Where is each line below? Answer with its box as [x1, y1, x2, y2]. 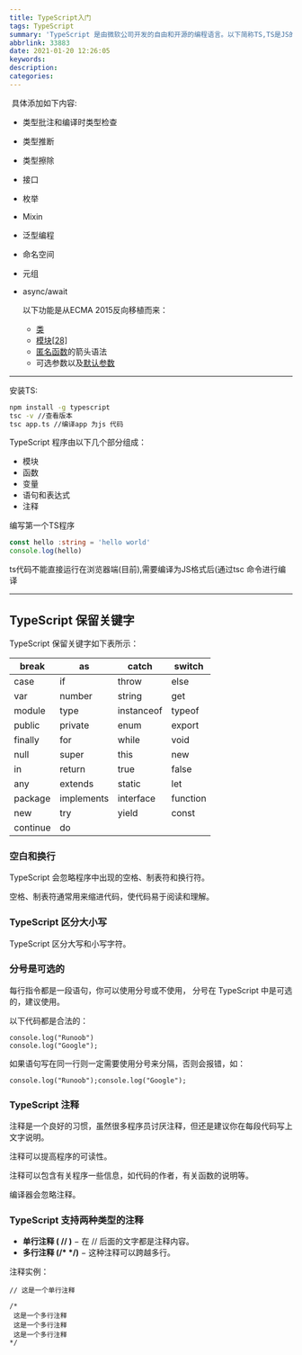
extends [59, 777, 94, 790]
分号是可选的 [9, 963, 66, 975]
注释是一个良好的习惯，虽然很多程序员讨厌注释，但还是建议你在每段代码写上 [9, 1121, 293, 1132]
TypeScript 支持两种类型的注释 [9, 1214, 144, 1226]
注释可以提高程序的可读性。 [9, 1151, 112, 1162]
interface [117, 792, 155, 804]
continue [13, 821, 51, 833]
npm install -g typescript [9, 402, 111, 412]
